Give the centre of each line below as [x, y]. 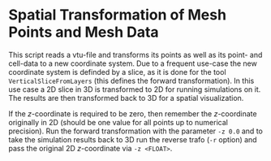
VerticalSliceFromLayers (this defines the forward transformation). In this [131, 80]
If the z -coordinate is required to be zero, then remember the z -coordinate [133, 113]
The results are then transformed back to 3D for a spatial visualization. [126, 98]
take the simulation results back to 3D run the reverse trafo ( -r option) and [133, 139]
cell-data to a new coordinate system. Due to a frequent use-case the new [133, 63]
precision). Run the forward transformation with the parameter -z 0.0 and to [136, 131]
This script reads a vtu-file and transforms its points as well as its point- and [135, 54]
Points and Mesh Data [84, 32]
